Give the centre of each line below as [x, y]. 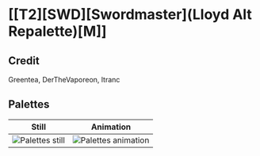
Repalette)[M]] [57, 31]
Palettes [29, 105]
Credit [24, 61]
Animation [111, 127]
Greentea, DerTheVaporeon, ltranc [64, 80]
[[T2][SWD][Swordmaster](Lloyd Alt [130, 15]
